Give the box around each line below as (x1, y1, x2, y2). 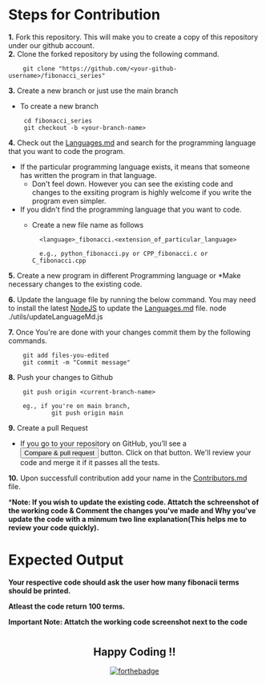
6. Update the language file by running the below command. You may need (8, 294, 256, 304)
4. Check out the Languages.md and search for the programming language (8, 138, 256, 148)
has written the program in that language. (19, 170, 157, 180)
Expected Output (8, 551, 124, 569)
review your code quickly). (8, 523, 99, 532)
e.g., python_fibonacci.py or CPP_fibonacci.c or (38, 249, 208, 257)
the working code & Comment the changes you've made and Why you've (8, 505, 256, 515)
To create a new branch (19, 101, 99, 111)
